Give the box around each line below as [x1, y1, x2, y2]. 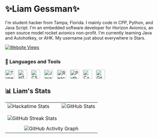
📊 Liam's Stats [5, 87, 51, 95]
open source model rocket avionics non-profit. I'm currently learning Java [5, 30, 152, 36]
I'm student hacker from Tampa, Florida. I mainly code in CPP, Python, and [5, 19, 153, 25]
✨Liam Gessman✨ [5, 3, 80, 14]
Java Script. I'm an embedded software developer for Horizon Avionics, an [5, 25, 154, 30]
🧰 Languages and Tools [5, 58, 61, 65]
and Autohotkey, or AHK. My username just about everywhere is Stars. [5, 35, 146, 41]
